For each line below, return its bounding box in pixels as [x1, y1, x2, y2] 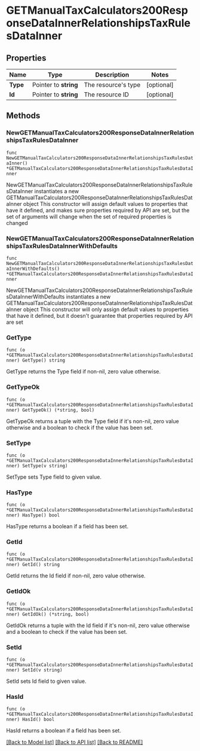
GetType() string [21, 357, 66, 364]
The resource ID [84, 90, 130, 99]
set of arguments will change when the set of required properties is [6, 213, 172, 220]
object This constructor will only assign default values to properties [23, 306, 189, 313]
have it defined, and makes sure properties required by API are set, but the [6, 206, 190, 214]
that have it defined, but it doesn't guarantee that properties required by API [6, 312, 193, 319]
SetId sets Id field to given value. [6, 677, 87, 685]
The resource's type [84, 81, 141, 89]
